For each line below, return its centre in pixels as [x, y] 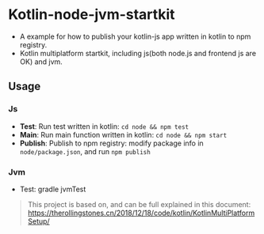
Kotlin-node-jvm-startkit [92, 15]
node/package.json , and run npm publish [85, 151]
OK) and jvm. [41, 62]
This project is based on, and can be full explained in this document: [139, 204]
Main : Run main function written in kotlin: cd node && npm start [123, 134]
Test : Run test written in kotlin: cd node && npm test [104, 126]
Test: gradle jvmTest [53, 189]
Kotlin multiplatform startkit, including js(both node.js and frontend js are [138, 53]
